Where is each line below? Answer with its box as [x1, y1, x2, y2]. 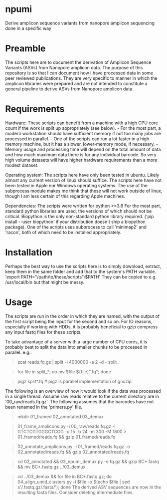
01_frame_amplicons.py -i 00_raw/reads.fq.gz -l [17, 423, 116, 429]
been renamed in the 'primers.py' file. [5, 404, 83, 410]
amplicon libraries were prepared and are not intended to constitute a [5, 80, 148, 86]
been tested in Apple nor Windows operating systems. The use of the [5, 182, 148, 188]
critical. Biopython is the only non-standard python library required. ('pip [5, 213, 154, 219]
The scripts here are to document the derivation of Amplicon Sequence [5, 59, 152, 65]
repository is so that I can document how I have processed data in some [5, 70, 154, 76]
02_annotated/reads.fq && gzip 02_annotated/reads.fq [17, 449, 130, 455]
